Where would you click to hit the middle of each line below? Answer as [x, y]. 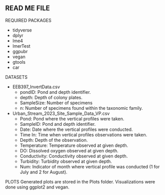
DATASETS [16, 77]
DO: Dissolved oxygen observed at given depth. [69, 150]
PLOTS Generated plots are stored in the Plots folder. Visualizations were [80, 181]
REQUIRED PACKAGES [28, 20]
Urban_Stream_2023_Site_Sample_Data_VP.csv [61, 113]
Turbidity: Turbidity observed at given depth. [66, 161]
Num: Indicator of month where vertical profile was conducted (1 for [90, 166]
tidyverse [22, 30]
